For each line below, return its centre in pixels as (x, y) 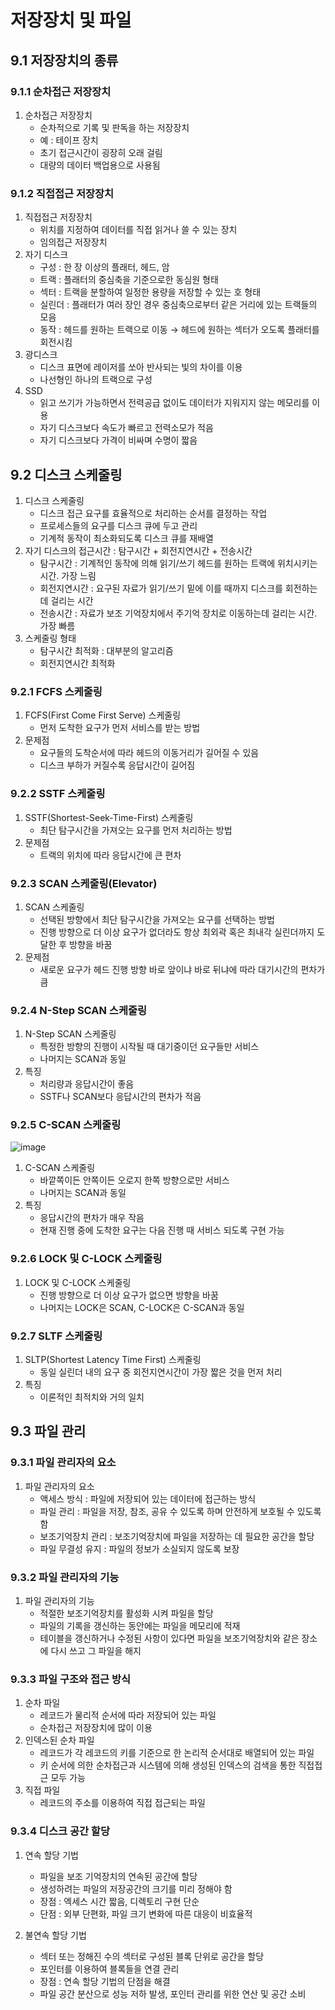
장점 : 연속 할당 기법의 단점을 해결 (105, 1981)
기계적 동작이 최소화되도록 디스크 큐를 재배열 (126, 538)
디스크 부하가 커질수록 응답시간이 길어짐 (117, 765)
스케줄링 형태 (50, 638)
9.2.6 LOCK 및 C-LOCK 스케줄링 (86, 1259)
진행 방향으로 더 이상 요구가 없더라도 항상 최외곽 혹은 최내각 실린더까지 (177, 932)
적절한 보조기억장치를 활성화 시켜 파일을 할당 (126, 1613)
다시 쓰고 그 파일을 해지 (96, 1651)
